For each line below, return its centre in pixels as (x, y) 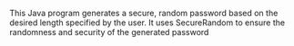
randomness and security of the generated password (109, 32)
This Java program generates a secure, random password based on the (144, 13)
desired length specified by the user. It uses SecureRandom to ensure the (147, 23)
